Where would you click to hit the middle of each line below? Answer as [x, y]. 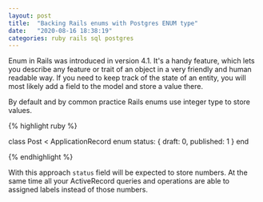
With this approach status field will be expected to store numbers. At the [128, 172]
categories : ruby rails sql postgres [71, 38]
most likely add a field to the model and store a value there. [106, 87]
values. [20, 111]
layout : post [30, 16]
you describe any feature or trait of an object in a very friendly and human [130, 70]
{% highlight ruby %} [43, 126]
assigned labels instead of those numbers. [78, 190]
